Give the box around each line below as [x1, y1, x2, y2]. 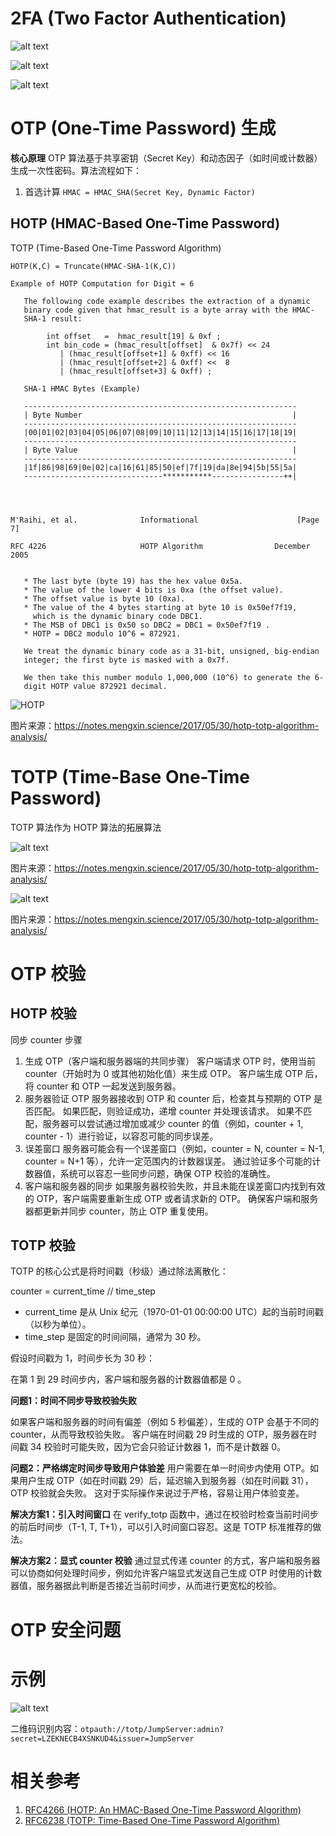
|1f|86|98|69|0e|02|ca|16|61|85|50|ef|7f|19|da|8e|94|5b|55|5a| [23, 462, 298, 472]
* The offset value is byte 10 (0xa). [23, 593, 186, 604]
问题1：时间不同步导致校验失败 [10, 1395, 138, 1407]
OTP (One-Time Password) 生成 [10, 117, 277, 140]
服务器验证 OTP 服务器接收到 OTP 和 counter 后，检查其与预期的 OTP [24, 1092, 312, 1104]
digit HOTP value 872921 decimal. [23, 681, 168, 691]
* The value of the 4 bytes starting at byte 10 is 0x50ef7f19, [23, 602, 298, 612]
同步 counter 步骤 [10, 1033, 83, 1046]
